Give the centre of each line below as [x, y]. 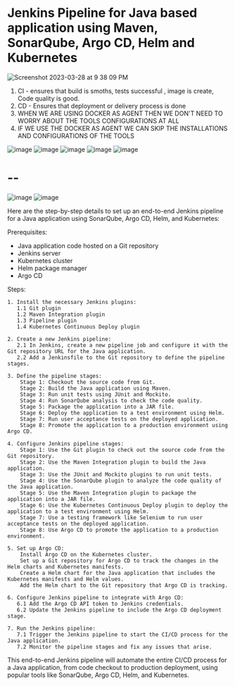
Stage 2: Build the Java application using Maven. [96, 388]
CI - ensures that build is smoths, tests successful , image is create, [115, 91]
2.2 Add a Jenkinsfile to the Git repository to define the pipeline [121, 357]
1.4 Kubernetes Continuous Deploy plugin [78, 326]
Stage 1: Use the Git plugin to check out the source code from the [122, 450]
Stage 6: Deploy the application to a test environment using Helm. [122, 413]
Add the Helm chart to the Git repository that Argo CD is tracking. [124, 585]
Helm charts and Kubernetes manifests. [66, 567]
